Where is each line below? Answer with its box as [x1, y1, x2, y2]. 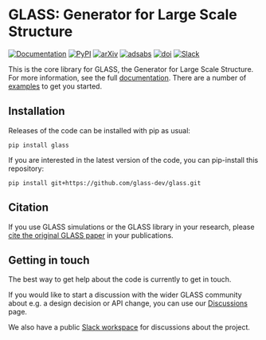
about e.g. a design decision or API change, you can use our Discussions [8, 298, 248, 308]
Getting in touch [8, 253, 90, 267]
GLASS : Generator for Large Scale [8, 6, 237, 24]
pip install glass [8, 141, 69, 149]
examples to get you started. [8, 81, 102, 91]
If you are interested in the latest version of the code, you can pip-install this [8, 155, 259, 164]
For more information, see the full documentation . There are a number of [8, 73, 247, 82]
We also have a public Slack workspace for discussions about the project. [8, 322, 251, 332]
